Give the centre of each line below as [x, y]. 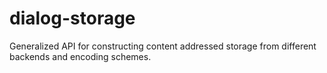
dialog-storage [72, 18]
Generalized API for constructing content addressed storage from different [163, 46]
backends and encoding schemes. [80, 56]
